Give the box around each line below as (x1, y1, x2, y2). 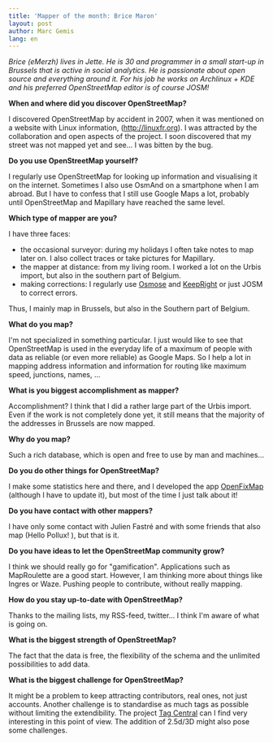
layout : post (8, 20, 53, 28)
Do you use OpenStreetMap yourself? (8, 156, 139, 166)
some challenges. (8, 725, 67, 736)
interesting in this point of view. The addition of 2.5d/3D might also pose (8, 717, 250, 727)
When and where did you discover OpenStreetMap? (8, 98, 187, 108)
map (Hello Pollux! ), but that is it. (8, 530, 119, 541)
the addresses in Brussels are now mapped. (8, 419, 156, 428)
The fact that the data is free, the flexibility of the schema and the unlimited (8, 651, 261, 661)
